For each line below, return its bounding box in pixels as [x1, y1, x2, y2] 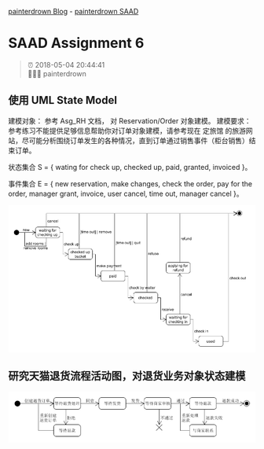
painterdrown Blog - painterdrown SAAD [8, 7, 139, 16]
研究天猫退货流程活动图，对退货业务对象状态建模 [8, 370, 246, 383]
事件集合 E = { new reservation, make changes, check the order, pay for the [8, 178, 253, 188]
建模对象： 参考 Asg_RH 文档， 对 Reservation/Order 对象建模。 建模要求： [8, 116, 251, 125]
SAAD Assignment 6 [8, 35, 145, 52]
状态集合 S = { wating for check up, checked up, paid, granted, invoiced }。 [8, 162, 252, 171]
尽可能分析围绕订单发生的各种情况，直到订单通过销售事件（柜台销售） [21, 135, 249, 145]
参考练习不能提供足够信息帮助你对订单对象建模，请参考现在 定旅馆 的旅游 [8, 126, 246, 135]
